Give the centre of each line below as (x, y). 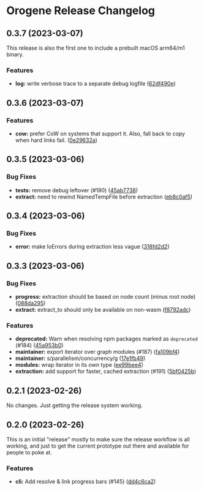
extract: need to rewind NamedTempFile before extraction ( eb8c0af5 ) (104, 197)
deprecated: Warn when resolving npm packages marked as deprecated (106, 339)
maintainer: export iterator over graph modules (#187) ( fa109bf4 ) (97, 352)
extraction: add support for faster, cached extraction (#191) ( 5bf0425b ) (106, 372)
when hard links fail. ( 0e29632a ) (56, 140)
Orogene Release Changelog (81, 11)
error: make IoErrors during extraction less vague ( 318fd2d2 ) (92, 247)
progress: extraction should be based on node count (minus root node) (105, 297)
